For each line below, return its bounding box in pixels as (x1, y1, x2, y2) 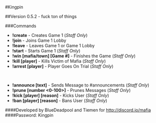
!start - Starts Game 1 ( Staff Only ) (12, 48, 80, 53)
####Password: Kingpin (5, 112, 54, 118)
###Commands (5, 23, 37, 29)
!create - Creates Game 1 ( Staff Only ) (12, 33, 88, 38)
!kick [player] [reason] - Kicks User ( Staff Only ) (12, 92, 109, 98)
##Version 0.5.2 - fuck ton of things (5, 14, 77, 19)
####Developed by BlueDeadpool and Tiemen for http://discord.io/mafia (5, 107, 151, 113)
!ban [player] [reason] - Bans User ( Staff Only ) (12, 98, 107, 104)
